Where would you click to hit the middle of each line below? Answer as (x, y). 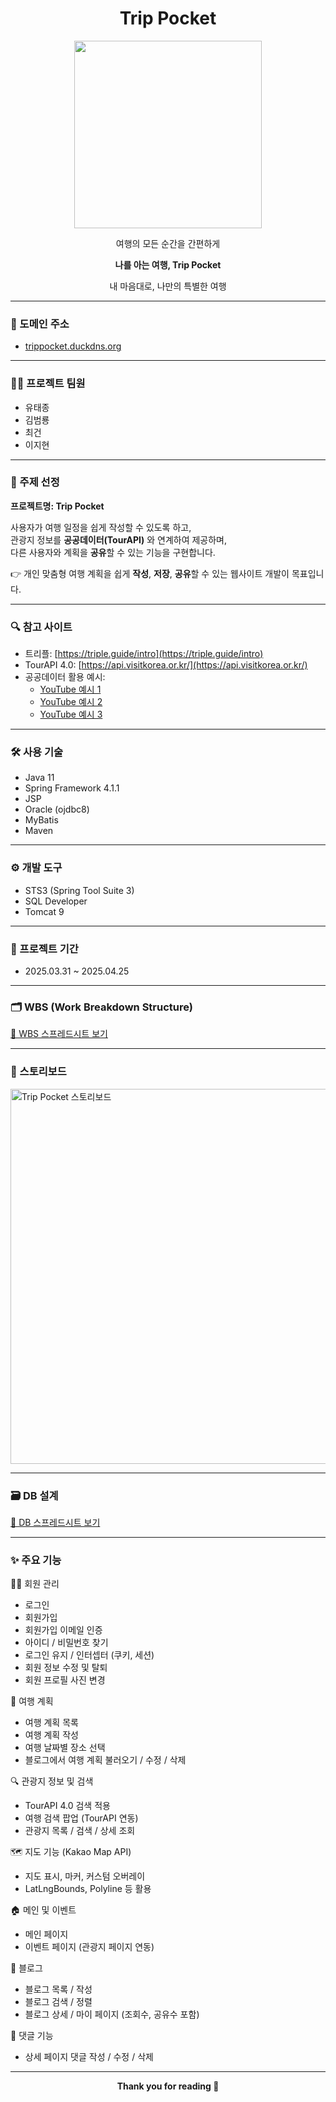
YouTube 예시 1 (70, 689)
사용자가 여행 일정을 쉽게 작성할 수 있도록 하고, (101, 527)
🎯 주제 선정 (35, 482)
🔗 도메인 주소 (40, 324)
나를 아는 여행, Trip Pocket (168, 264)
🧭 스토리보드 (38, 1072)
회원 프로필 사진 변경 (65, 1680)
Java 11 (39, 778)
